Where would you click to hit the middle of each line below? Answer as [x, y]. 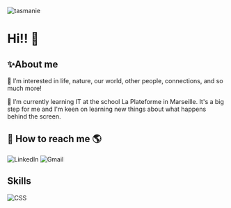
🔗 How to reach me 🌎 [55, 139]
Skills [19, 181]
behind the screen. [34, 116]
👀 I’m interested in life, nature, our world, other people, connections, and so [115, 81]
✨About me [33, 64]
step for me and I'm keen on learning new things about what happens [107, 109]
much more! [24, 88]
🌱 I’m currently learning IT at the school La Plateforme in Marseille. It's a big [116, 102]
